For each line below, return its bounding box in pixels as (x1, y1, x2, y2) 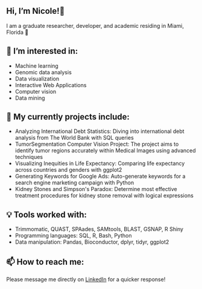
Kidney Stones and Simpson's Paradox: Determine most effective (14, 186, 177, 193)
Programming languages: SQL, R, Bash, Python (14, 232, 132, 239)
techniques (14, 154, 43, 161)
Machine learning (14, 62, 58, 70)
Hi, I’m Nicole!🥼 (6, 6, 65, 16)
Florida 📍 (6, 28, 29, 36)
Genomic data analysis (14, 68, 72, 76)
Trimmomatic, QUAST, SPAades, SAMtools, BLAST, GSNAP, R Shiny (14, 226, 184, 233)
